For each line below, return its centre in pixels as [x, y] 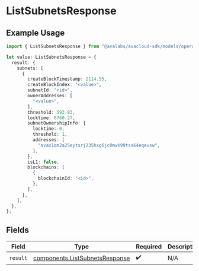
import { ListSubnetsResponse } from [53, 46]
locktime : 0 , [49, 129]
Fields [18, 230]
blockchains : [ [46, 167]
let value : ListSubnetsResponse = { [51, 57]
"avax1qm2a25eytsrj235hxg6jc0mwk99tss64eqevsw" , [99, 145]
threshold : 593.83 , [52, 112]
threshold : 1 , [50, 135]
